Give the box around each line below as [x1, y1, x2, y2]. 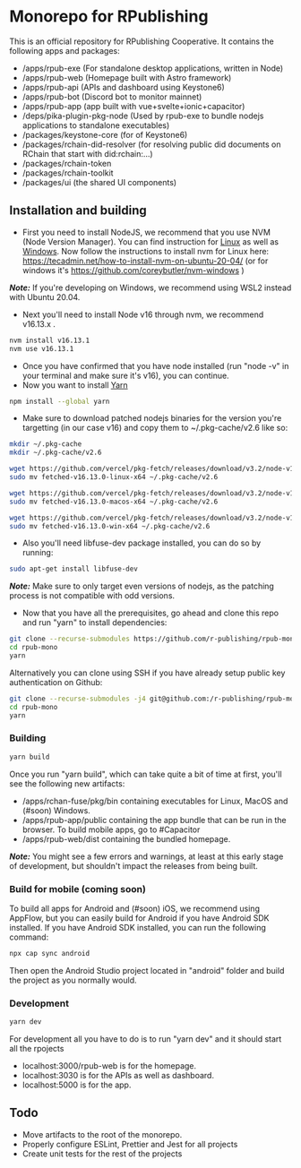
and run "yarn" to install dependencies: [21, 617, 168, 628]
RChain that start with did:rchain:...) [21, 148, 154, 159]
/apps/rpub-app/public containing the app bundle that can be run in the [21, 814, 287, 825]
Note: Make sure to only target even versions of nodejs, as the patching [9, 580, 275, 592]
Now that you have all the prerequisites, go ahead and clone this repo [21, 607, 279, 619]
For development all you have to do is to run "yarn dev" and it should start [9, 1034, 282, 1044]
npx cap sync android [9, 949, 90, 958]
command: [9, 932, 49, 942]
